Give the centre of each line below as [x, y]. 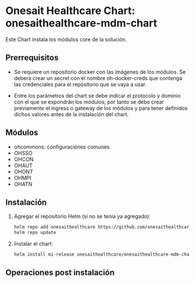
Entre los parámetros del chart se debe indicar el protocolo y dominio [97, 95]
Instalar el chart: [33, 244]
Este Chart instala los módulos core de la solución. [66, 39]
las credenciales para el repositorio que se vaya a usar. [80, 84]
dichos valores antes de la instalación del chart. [71, 114]
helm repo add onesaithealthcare [55, 227]
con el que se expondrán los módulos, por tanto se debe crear [89, 102]
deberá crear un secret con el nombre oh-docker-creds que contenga [98, 78]
